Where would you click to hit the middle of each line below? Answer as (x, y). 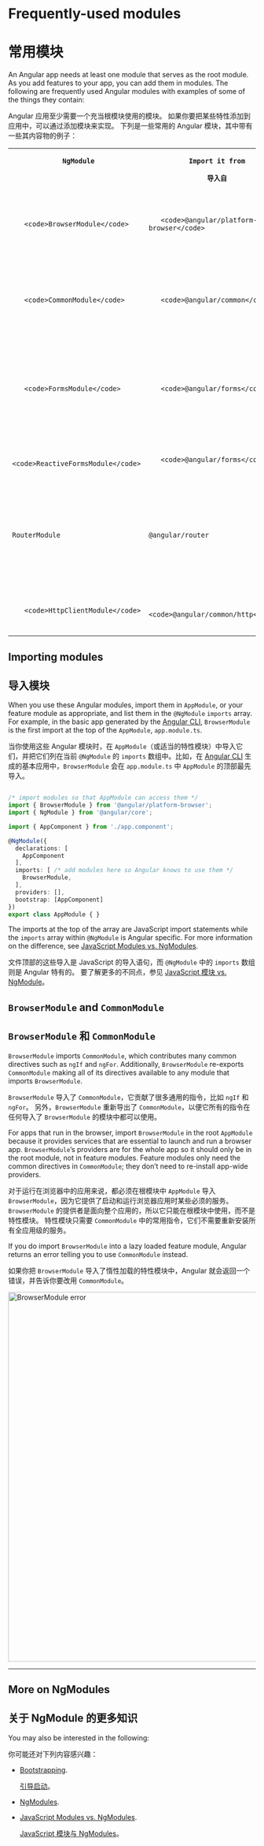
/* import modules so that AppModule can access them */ (103, 798)
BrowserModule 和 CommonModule (82, 1037)
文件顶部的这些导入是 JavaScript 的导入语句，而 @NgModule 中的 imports (124, 962)
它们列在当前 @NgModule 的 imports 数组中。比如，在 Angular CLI (139, 756)
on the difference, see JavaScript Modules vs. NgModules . (103, 946)
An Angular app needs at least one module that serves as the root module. (128, 75)
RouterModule (37, 535)
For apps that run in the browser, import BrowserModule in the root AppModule (130, 1132)
